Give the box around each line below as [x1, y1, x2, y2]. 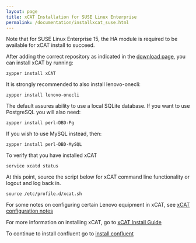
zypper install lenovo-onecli [6, 92, 80, 98]
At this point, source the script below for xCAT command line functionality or [6, 173, 190, 180]
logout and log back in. [6, 180, 61, 187]
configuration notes [6, 207, 54, 214]
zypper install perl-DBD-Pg [6, 120, 75, 126]
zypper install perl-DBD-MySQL [6, 142, 82, 148]
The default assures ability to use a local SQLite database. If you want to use [6, 102, 190, 109]
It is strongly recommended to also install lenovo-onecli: [6, 81, 141, 88]
